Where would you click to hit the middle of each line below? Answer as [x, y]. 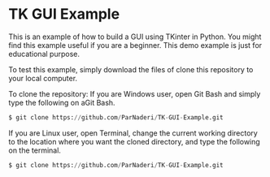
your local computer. [43, 78]
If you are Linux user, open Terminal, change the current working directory [133, 133]
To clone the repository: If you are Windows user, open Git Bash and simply [135, 93]
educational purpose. [44, 54]
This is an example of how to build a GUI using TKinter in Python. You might [135, 37]
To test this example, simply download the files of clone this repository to [131, 69]
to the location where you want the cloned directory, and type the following [134, 141]
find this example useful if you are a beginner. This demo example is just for [135, 45]
